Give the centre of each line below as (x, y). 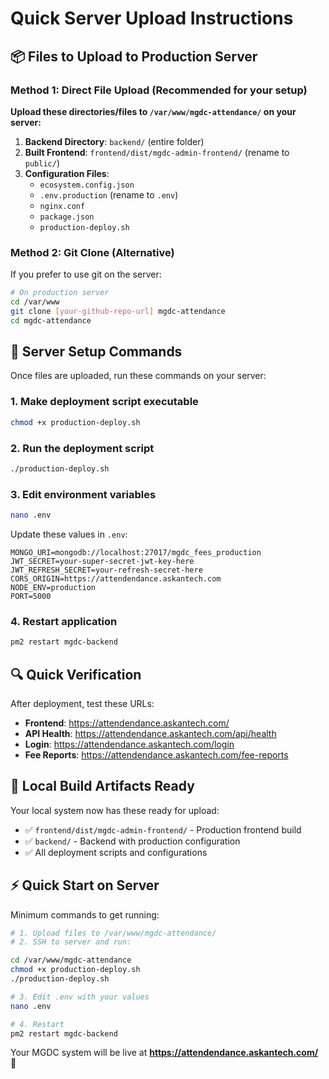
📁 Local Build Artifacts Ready (102, 786)
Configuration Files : (67, 173)
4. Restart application (64, 621)
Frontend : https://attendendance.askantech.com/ (127, 723)
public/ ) (42, 163)
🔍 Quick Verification (76, 674)
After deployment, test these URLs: (82, 703)
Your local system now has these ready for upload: (115, 810)
